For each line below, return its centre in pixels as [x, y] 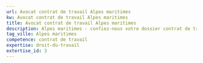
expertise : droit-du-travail [43, 46]
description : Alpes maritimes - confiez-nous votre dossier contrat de [98, 28]
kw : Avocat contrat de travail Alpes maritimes [67, 17]
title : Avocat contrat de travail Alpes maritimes [71, 23]
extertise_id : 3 [27, 51]
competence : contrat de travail [47, 40]
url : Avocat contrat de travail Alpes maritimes [69, 12]
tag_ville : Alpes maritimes [42, 34]
